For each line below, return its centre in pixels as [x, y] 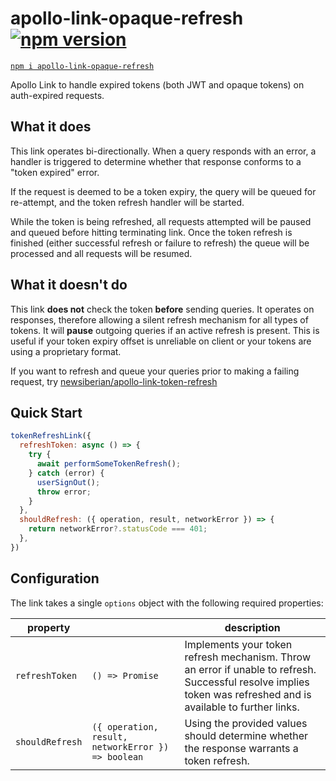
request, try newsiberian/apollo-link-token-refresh [114, 381]
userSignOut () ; [68, 482]
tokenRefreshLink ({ [51, 436]
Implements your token [238, 644]
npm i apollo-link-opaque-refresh [82, 66]
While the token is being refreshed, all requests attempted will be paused [161, 221]
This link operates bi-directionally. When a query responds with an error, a [163, 151]
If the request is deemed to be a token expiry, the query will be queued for [163, 191]
